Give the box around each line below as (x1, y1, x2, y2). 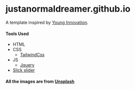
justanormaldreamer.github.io (5, 3, 131, 15)
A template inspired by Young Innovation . (5, 19, 89, 25)
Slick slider (12, 67, 35, 73)
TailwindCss (20, 52, 45, 58)
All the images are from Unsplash (5, 78, 75, 84)
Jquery (20, 62, 35, 68)
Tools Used (5, 31, 29, 36)
